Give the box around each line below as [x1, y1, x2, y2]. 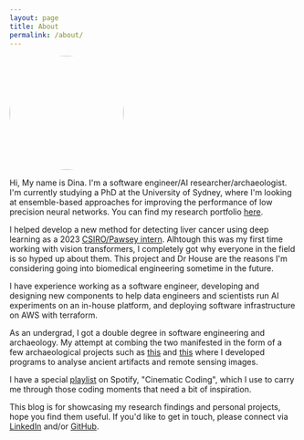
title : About [9, 22, 59, 31]
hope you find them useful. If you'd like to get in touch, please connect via [9, 412, 289, 423]
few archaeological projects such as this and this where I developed [9, 347, 266, 358]
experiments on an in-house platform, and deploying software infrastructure [9, 300, 296, 311]
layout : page [9, 13, 59, 23]
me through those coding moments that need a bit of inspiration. [9, 384, 252, 395]
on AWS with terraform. [9, 309, 99, 320]
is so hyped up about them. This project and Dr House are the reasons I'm [9, 253, 288, 265]
